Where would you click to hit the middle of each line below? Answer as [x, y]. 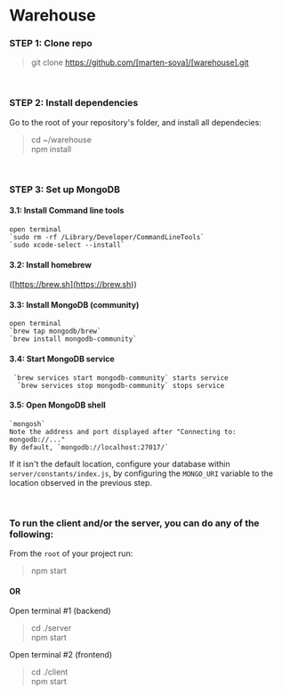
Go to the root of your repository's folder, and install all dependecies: [136, 122]
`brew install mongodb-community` [73, 339]
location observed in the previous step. [81, 482]
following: [32, 534]
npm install [51, 149]
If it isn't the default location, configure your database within [120, 464]
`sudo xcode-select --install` [67, 245]
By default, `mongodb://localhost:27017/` [89, 447]
